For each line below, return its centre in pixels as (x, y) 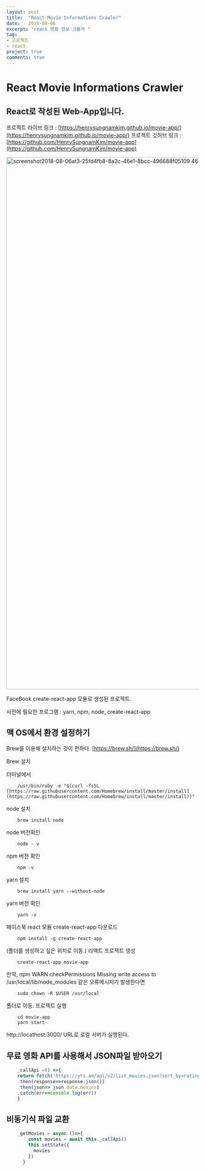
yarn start (31, 1023)
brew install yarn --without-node (61, 891)
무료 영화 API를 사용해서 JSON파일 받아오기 (85, 1056)
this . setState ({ (49, 1145)
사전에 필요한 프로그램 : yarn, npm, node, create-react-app (78, 711)
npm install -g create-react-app (60, 939)
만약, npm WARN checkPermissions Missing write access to (81, 974)
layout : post (23, 12)
